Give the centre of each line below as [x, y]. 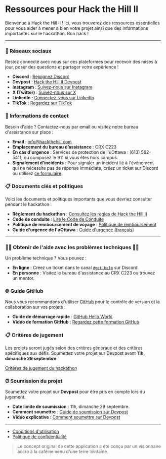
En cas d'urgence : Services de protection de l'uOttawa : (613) [76, 152]
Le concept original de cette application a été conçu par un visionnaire [89, 446]
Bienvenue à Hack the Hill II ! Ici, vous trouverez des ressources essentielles [83, 23]
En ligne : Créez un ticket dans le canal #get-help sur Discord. [76, 268]
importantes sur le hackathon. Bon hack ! [47, 33]
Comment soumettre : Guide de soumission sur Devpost [70, 412]
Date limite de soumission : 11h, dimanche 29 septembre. [71, 407]
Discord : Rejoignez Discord [41, 77]
